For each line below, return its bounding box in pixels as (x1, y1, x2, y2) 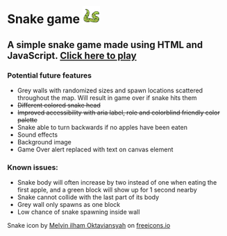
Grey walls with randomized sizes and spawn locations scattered (17, 86, 203, 94)
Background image (17, 137, 72, 146)
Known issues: (7, 162, 59, 172)
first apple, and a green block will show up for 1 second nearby (17, 186, 198, 194)
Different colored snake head (17, 101, 101, 109)
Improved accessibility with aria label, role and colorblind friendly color (17, 108, 220, 117)
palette (17, 115, 38, 124)
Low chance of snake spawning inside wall (17, 208, 140, 217)
